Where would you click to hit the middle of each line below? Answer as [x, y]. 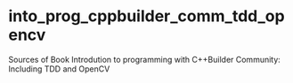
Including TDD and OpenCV [59, 69]
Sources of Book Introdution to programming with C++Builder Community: [145, 59]
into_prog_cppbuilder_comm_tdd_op [147, 16]
